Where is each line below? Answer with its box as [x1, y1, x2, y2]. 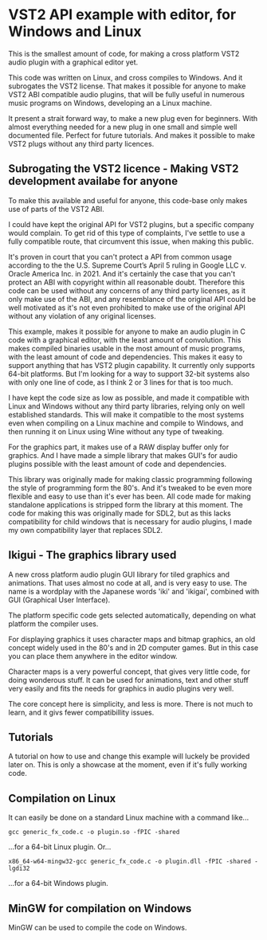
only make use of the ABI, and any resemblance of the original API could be [8, 294, 257, 304]
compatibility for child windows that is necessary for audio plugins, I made [8, 516, 253, 527]
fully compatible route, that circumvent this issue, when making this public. [8, 237, 254, 246]
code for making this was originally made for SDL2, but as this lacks [8, 508, 231, 518]
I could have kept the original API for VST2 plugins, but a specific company [8, 219, 255, 229]
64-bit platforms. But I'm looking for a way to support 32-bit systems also [8, 369, 250, 378]
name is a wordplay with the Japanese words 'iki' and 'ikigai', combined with [8, 586, 260, 596]
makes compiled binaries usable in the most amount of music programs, [8, 343, 245, 353]
